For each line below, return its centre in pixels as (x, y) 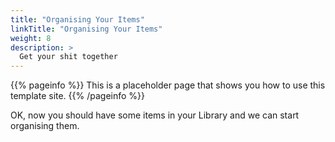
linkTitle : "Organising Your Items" (86, 29)
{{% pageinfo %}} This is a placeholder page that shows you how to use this (168, 85)
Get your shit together (68, 57)
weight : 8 (31, 38)
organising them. (45, 126)
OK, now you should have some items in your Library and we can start (155, 115)
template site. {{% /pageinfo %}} (78, 96)
